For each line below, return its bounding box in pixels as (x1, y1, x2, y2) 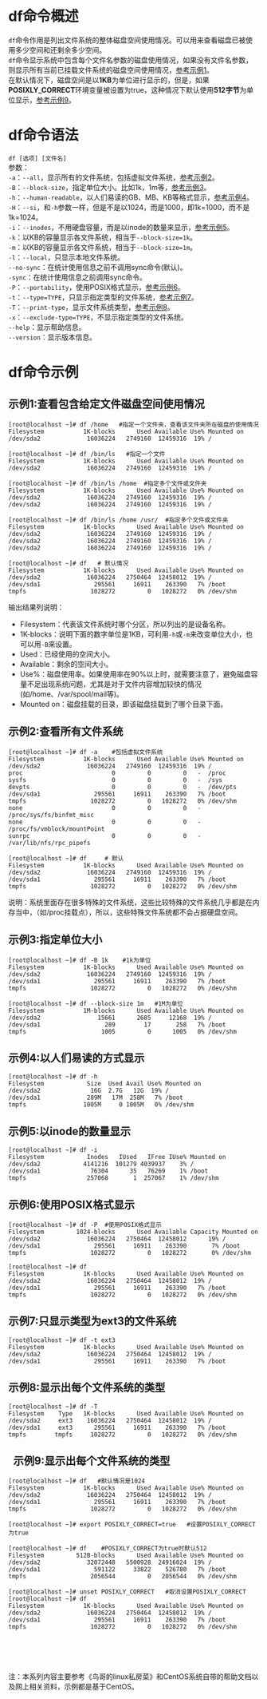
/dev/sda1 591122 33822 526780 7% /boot (8, 1566, 226, 1574)
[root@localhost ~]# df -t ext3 (8, 1336, 116, 1344)
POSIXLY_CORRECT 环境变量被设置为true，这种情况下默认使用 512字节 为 (8, 85, 247, 94)
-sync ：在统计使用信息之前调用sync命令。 (8, 272, 147, 282)
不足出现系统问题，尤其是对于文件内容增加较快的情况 (26, 679, 202, 689)
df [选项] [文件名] (8, 154, 67, 162)
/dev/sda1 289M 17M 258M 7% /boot (8, 1094, 183, 1102)
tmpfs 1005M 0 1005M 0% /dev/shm (8, 1101, 194, 1109)
